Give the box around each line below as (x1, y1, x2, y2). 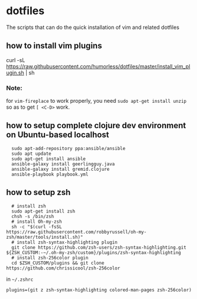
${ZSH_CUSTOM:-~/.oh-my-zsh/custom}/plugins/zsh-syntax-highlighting (6, 249, 182, 255)
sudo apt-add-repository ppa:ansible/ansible (11, 145, 126, 151)
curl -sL (6, 56, 25, 63)
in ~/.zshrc (6, 275, 34, 282)
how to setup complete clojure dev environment (6, 121, 186, 131)
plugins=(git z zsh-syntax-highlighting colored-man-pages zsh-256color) (6, 287, 192, 293)
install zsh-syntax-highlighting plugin (17, 239, 118, 245)
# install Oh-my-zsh (11, 219, 62, 225)
